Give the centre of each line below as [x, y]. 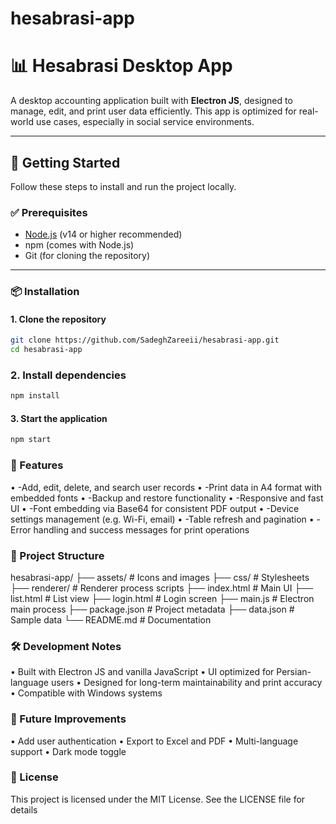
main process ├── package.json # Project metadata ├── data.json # [152, 609]
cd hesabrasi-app [46, 350]
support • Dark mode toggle [68, 751]
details [24, 809]
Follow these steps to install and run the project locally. [123, 186]
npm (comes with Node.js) [79, 245]
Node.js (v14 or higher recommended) [103, 234]
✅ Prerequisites [49, 212]
